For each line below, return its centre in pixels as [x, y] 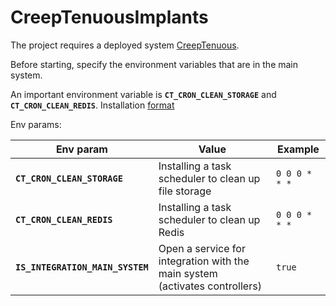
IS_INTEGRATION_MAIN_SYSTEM [82, 267]
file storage [185, 191]
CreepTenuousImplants [109, 17]
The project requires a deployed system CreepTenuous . [125, 45]
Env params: [36, 124]
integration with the [204, 261]
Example [298, 149]
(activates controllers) [210, 286]
